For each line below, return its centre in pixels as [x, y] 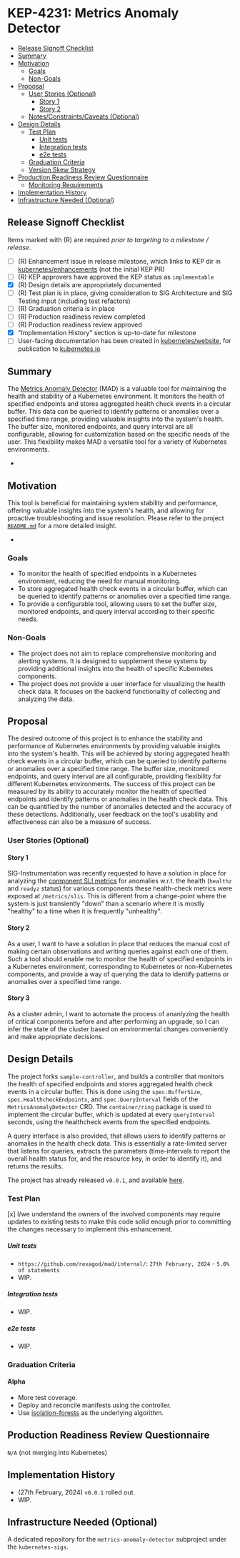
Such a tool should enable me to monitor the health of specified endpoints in [120, 958]
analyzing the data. [46, 699]
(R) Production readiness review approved [80, 325]
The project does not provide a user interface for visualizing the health [121, 683]
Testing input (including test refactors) [74, 301]
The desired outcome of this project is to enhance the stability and [105, 738]
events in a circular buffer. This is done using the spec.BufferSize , [105, 1091]
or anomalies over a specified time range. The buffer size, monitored [108, 769]
